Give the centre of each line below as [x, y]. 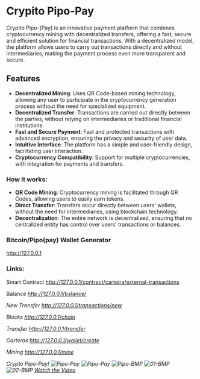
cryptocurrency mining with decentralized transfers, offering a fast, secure [99, 34]
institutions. [29, 125]
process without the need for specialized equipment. [80, 106]
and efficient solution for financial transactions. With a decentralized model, [100, 40]
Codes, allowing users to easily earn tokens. [70, 199]
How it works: [27, 179]
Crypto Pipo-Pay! [28, 363]
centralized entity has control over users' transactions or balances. [98, 225]
